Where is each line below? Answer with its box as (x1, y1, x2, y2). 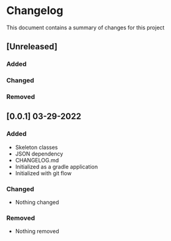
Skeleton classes (15, 143, 58, 151)
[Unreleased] (6, 41, 58, 52)
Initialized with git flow (15, 169, 72, 177)
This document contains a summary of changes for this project (6, 24, 165, 31)
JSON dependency (15, 150, 64, 157)
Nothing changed (15, 199, 59, 206)
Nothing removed (15, 228, 59, 235)
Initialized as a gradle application (15, 163, 98, 170)
